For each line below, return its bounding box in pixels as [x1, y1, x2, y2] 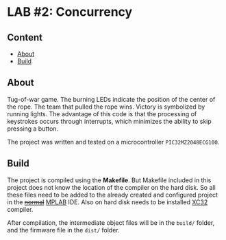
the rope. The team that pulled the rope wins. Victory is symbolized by [7, 102, 205, 111]
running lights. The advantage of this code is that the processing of [7, 109, 197, 118]
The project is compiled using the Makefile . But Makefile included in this [7, 176, 212, 184]
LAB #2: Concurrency [7, 4, 133, 20]
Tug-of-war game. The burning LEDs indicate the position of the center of [7, 95, 216, 103]
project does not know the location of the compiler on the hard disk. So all [7, 183, 216, 191]
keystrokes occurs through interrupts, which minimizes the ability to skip [7, 117, 212, 125]
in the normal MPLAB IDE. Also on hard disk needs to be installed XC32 [7, 197, 208, 206]
